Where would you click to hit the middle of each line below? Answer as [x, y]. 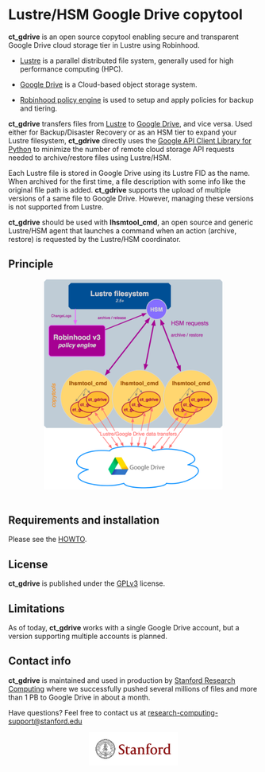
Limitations [36, 608]
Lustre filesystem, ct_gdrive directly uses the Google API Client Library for [130, 140]
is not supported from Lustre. [56, 207]
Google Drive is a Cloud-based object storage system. [108, 84]
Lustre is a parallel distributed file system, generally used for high [127, 60]
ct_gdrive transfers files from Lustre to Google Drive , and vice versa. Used [130, 123]
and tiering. [38, 108]
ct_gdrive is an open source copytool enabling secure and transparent [124, 37]
